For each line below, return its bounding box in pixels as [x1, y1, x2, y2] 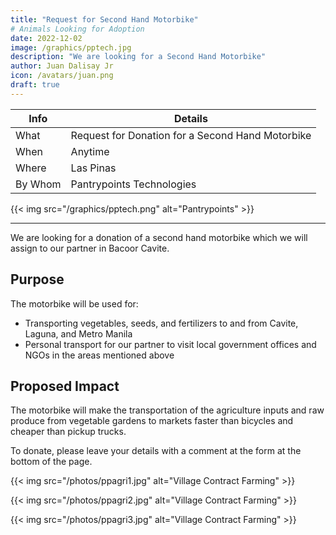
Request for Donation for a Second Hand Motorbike [70, 128, 312, 142]
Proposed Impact [10, 377, 120, 395]
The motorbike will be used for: [10, 297, 139, 310]
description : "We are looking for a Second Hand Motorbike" [10, 52, 267, 62]
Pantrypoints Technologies [70, 177, 197, 191]
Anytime [70, 144, 110, 158]
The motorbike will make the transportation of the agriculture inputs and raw [10, 404, 325, 416]
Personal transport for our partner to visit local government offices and [24, 338, 317, 350]
